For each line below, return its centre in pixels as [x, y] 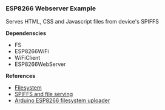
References [21, 76]
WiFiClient [27, 58]
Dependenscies [26, 33]
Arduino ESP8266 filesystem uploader [62, 100]
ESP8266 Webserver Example [51, 8]
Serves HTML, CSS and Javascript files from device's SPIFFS [82, 22]
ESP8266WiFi [32, 51]
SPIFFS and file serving [44, 94]
